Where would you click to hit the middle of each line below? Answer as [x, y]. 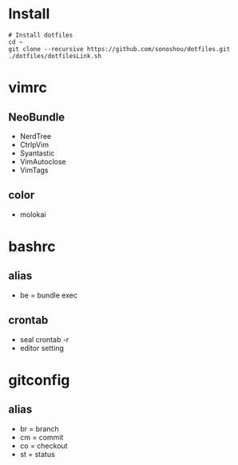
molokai [33, 214]
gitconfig [39, 380]
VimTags [34, 170]
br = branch [40, 428]
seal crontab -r [44, 339]
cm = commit [42, 437]
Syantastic [37, 153]
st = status [38, 454]
